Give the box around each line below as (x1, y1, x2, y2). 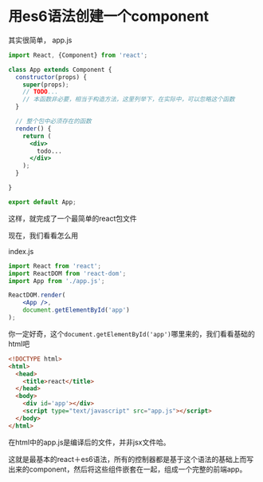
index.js (8, 246, 34, 256)
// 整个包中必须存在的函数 (15, 118, 92, 125)
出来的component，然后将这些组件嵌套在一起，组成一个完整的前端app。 (8, 464, 247, 474)
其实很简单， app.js (8, 35, 73, 45)
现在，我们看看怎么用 (8, 230, 78, 240)
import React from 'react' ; (8, 261, 102, 270)
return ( (22, 132, 52, 140)
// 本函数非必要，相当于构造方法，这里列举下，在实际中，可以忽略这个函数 (22, 95, 235, 104)
